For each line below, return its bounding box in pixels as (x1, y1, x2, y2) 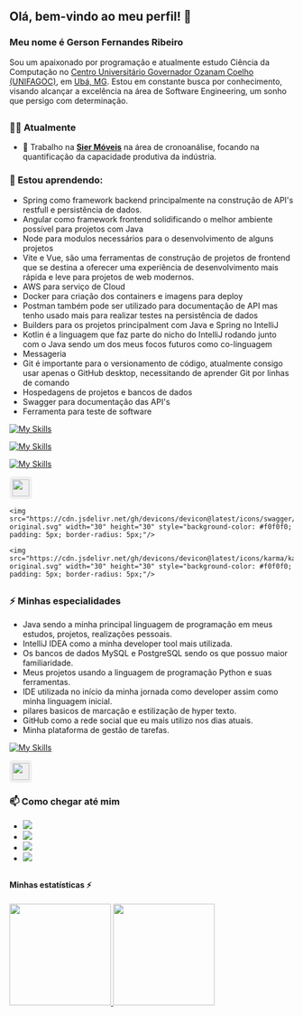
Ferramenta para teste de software (22, 406, 152, 417)
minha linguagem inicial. (22, 695, 113, 706)
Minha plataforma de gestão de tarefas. (22, 724, 170, 735)
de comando (22, 377, 70, 388)
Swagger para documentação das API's (22, 396, 170, 407)
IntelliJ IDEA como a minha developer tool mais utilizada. (22, 638, 233, 649)
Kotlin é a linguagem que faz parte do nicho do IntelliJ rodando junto (22, 329, 277, 340)
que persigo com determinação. (9, 95, 129, 106)
